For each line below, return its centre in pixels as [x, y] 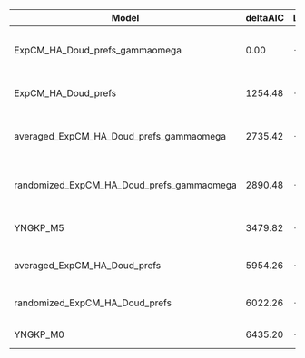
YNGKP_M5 [39, 228]
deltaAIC [265, 18]
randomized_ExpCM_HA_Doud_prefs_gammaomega [126, 185]
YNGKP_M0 [39, 334]
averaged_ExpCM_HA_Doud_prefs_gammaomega [120, 136]
